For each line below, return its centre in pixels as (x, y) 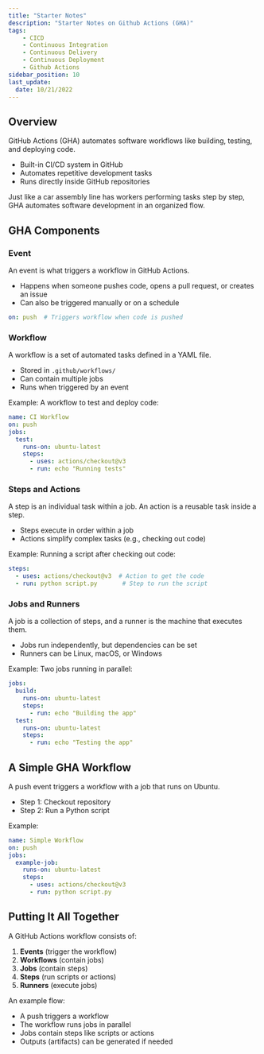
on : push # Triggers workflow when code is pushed (95, 317)
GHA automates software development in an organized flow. (107, 205)
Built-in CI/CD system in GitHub (71, 165)
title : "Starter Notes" (48, 15)
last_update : (30, 82)
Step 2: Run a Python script (64, 810)
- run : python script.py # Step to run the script (112, 584)
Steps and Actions (45, 489)
